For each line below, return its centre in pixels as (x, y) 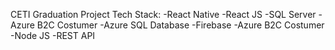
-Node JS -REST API (53, 35)
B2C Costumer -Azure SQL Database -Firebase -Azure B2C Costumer (180, 25)
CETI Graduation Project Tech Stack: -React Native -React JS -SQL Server (163, 14)
